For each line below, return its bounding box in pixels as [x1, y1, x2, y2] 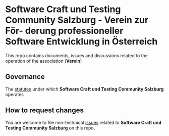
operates [5, 91, 24, 97]
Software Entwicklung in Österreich [5, 36, 158, 48]
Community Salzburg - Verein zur [5, 14, 149, 26]
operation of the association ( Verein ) [5, 58, 82, 64]
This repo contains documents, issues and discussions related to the [5, 52, 148, 59]
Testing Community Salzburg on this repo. [5, 125, 95, 131]
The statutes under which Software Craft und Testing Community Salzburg [5, 86, 164, 92]
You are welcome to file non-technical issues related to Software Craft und [5, 119, 161, 125]
